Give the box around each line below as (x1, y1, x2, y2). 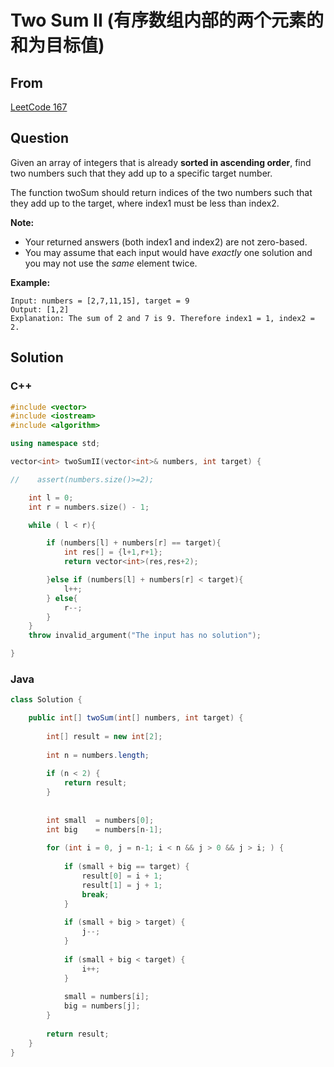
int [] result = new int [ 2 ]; (46, 731, 163, 741)
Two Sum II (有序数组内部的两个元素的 (10, 9, 325, 32)
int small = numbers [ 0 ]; (46, 815, 155, 825)
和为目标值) (10, 34, 105, 57)
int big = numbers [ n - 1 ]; (46, 824, 163, 835)
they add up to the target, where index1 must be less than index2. (10, 197, 280, 209)
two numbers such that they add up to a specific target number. (10, 167, 273, 179)
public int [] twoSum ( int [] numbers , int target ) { (28, 713, 244, 723)
